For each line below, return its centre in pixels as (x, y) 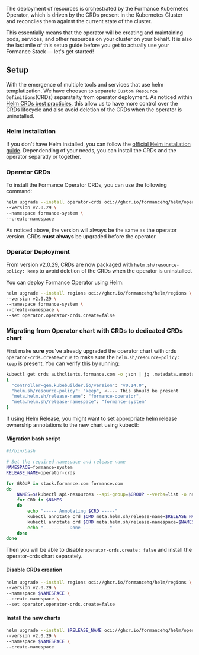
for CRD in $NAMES (39, 500)
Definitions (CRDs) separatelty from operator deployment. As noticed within (99, 97)
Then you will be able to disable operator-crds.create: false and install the (99, 550)
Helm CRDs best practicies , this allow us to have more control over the (92, 103)
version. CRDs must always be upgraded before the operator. (81, 236)
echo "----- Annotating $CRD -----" (73, 511)
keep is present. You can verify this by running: (63, 363)
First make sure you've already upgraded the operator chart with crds (91, 351)
